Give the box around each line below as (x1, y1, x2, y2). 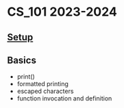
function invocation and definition (16, 94, 112, 103)
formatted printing (16, 80, 69, 88)
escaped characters (16, 87, 74, 96)
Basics (7, 54, 36, 66)
